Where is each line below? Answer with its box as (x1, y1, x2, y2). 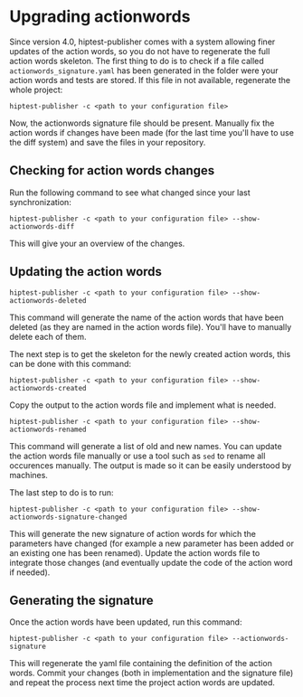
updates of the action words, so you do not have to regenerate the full (9, 45, 270, 56)
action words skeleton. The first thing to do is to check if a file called (9, 55, 264, 66)
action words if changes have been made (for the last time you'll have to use (9, 127, 294, 137)
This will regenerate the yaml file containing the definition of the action (9, 658, 273, 669)
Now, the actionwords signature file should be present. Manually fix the (9, 118, 275, 128)
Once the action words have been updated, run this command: (9, 617, 242, 627)
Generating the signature (9, 592, 154, 608)
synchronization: (9, 196, 72, 207)
